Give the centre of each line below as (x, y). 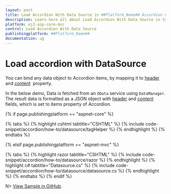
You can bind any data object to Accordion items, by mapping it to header (82, 78)
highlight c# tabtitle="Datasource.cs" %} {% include (60, 165)
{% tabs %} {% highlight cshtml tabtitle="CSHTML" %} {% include (75, 124)
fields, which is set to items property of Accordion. (58, 104)
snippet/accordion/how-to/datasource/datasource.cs (61, 171)
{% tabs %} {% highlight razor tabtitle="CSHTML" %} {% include (73, 154)
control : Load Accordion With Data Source (51, 29)
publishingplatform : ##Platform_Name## (48, 34)
